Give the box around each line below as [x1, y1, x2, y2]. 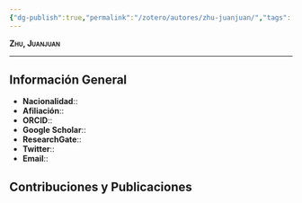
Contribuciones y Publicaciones [9, 179, 193, 194]
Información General [9, 73, 128, 88]
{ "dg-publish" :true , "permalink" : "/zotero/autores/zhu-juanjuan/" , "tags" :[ [9, 13, 296, 22]
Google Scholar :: [22, 125, 87, 136]
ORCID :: [22, 115, 53, 126]
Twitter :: [22, 144, 56, 154]
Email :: [22, 154, 49, 164]
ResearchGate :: [22, 134, 82, 145]
